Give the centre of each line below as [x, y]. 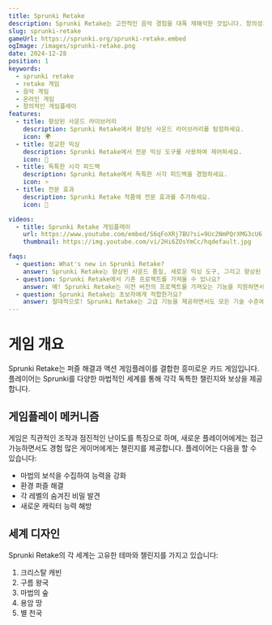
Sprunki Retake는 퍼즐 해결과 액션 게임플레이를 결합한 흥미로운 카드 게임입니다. [134, 369]
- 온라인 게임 [35, 99]
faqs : [17, 256]
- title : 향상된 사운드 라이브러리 [66, 122]
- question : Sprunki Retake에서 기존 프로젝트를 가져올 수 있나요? [118, 279]
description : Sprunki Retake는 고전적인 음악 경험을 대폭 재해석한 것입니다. [125, 24]
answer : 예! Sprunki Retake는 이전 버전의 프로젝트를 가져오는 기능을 [128, 287]
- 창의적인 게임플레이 [46, 106]
